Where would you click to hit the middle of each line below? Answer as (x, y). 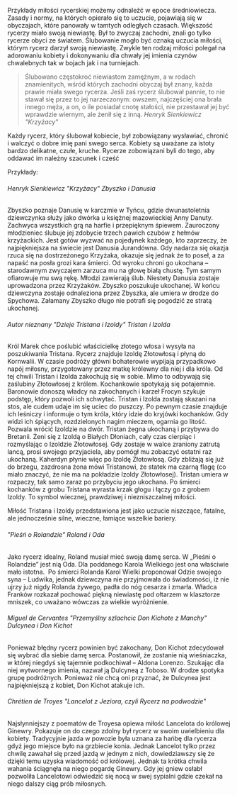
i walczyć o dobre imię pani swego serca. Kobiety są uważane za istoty (111, 143)
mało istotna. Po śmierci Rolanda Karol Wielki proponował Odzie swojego (114, 572)
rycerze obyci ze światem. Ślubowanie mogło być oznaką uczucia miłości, (115, 40)
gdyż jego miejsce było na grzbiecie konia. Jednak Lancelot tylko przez (111, 746)
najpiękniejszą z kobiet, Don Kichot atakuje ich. (76, 685)
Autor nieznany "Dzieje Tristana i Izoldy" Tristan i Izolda (89, 324)
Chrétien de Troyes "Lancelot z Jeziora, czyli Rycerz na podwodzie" (107, 701)
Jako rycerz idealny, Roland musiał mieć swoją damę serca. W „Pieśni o (112, 557)
